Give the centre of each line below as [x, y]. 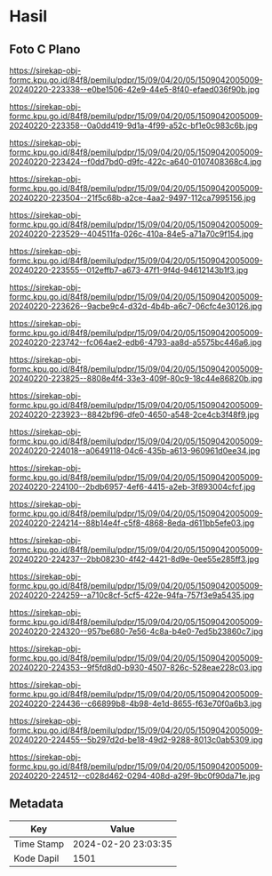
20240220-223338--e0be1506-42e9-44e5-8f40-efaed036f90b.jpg [135, 89]
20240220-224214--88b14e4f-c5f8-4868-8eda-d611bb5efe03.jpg [132, 523]
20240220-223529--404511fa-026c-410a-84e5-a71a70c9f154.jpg [132, 234]
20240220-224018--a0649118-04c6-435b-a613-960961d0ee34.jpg [135, 450]
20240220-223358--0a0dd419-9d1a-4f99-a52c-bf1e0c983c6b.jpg [133, 125]
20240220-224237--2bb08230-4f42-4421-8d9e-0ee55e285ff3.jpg [134, 559]
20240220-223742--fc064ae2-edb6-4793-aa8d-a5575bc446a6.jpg [136, 342]
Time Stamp [39, 844]
